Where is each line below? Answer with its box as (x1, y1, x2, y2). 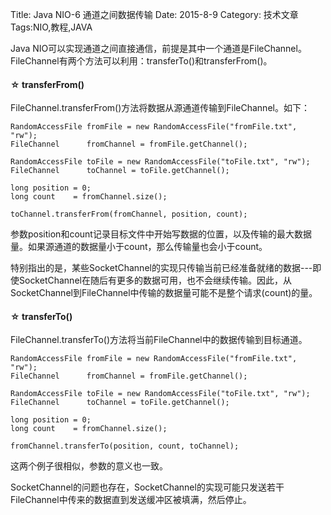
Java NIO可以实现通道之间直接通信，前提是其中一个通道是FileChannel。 (10, 43, 307, 54)
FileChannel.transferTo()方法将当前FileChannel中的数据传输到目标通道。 (10, 334, 308, 346)
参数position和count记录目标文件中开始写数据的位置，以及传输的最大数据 (10, 228, 312, 240)
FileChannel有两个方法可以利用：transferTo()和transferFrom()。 (10, 55, 273, 67)
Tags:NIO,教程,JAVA (10, 21, 93, 33)
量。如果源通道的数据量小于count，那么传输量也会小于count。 (10, 241, 268, 253)
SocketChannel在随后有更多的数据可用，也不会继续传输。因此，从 (18, 274, 292, 287)
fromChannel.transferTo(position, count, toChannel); (10, 441, 240, 452)
